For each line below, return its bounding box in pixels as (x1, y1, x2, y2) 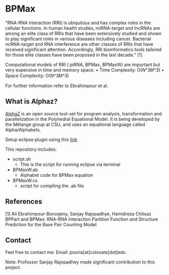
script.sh (12, 156, 31, 162)
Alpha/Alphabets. (5, 126, 41, 132)
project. (5, 264, 22, 270)
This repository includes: (5, 146, 57, 152)
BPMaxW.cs (12, 177, 38, 183)
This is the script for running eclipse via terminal (20, 161, 121, 167)
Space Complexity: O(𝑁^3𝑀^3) (5, 73, 69, 79)
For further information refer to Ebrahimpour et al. (5, 83, 108, 89)
